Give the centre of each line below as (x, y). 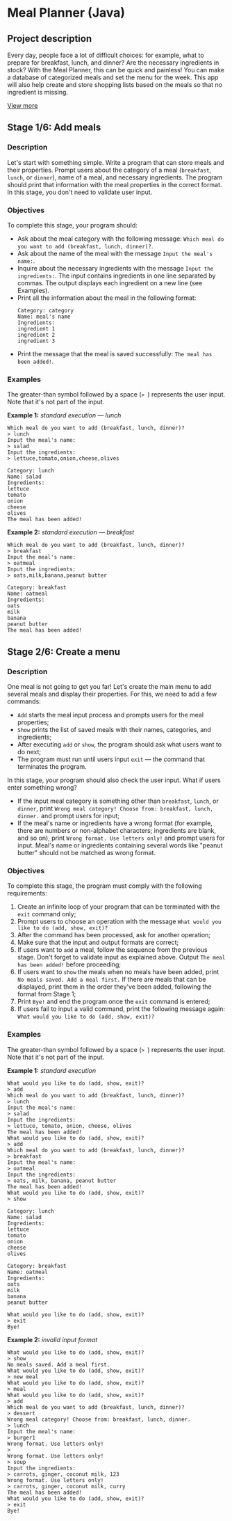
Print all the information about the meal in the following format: (107, 298)
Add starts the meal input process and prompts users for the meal (110, 715)
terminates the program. (52, 766)
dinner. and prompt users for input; (68, 815)
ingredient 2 (36, 335)
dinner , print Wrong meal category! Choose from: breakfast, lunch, (115, 808)
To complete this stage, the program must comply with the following (105, 886)
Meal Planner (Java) (66, 13)
